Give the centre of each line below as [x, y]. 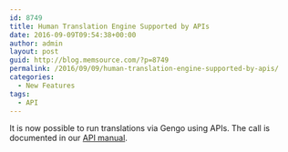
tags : [20, 94]
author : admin [36, 43]
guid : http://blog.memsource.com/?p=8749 [89, 60]
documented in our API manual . [68, 138]
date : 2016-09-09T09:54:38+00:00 [73, 35]
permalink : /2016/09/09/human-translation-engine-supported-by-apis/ [144, 69]
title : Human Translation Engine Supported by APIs [109, 26]
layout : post [34, 52]
